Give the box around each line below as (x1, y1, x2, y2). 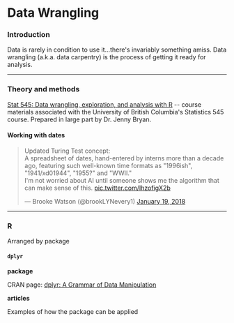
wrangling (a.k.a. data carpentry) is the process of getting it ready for (7, 53, 207, 61)
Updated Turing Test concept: (24, 147, 111, 155)
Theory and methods (7, 84, 80, 94)
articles (7, 294, 30, 303)
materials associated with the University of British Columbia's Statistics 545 (7, 107, 224, 116)
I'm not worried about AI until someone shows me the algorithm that (24, 176, 219, 184)
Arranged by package (7, 237, 70, 246)
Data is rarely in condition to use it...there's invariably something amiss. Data (7, 45, 227, 54)
